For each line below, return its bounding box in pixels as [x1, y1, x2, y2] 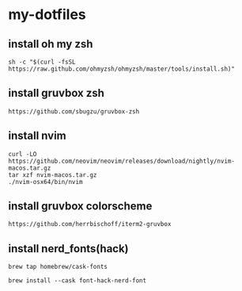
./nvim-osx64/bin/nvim [8, 178, 83, 186]
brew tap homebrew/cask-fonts [8, 263, 108, 271]
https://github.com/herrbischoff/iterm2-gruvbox [8, 220, 172, 228]
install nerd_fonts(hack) [8, 242, 129, 255]
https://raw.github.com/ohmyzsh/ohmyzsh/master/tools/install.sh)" [8, 65, 236, 73]
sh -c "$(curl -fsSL [8, 58, 77, 66]
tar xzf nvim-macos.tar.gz [8, 170, 97, 179]
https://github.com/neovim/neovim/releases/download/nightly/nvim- [8, 157, 236, 165]
